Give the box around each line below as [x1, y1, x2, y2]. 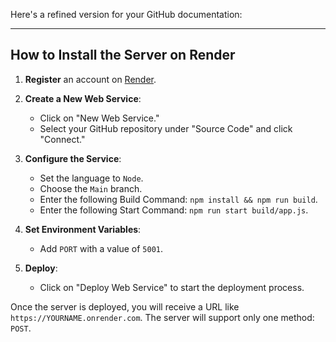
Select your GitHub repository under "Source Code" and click [39, 122, 293, 134]
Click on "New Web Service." [39, 112, 160, 124]
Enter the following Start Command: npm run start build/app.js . [39, 204, 309, 216]
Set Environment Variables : [24, 223, 142, 235]
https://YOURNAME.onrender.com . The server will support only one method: [10, 311, 315, 323]
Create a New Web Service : [24, 92, 142, 104]
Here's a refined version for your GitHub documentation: [10, 9, 243, 20]
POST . [10, 322, 32, 334]
